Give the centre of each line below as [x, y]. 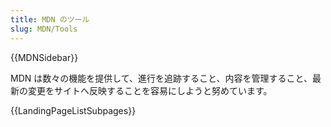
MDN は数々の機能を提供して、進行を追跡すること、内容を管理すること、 [161, 78]
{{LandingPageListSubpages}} [73, 110]
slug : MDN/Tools [44, 29]
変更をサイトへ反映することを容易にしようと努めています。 [150, 90]
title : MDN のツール [50, 19]
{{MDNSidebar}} [44, 57]
